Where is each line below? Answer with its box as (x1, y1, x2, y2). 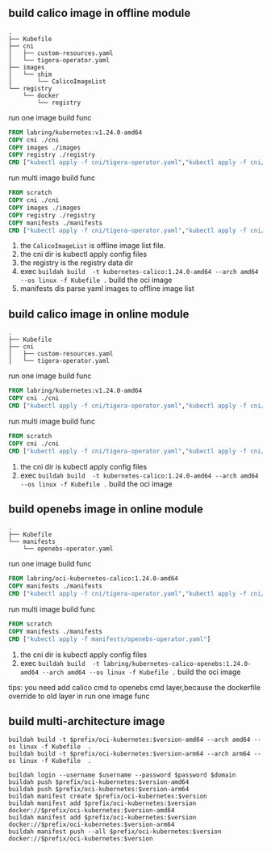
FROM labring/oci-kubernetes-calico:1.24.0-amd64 (8, 575, 179, 583)
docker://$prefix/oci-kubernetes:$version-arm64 (8, 820, 175, 829)
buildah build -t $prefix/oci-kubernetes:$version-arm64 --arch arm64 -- (8, 750, 262, 758)
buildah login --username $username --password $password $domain (8, 771, 236, 779)
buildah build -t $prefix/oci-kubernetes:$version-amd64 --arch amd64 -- (8, 735, 262, 744)
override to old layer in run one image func (8, 691, 150, 701)
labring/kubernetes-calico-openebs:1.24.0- (102, 659, 252, 668)
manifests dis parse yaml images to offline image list (19, 284, 195, 293)
